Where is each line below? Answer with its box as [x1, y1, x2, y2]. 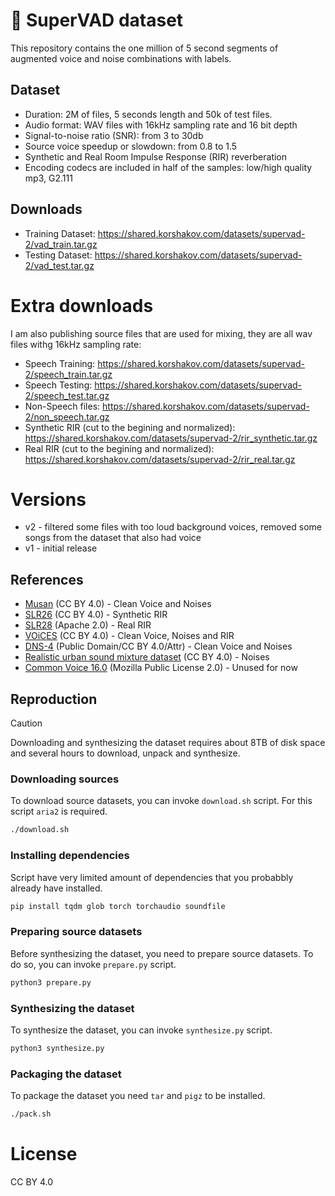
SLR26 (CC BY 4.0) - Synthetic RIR [24, 609, 168, 621]
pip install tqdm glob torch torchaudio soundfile [10, 901, 226, 911]
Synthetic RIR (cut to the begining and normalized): [24, 421, 236, 433]
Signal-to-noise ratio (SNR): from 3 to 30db [24, 129, 204, 141]
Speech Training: [24, 357, 96, 369]
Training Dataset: [24, 227, 96, 239]
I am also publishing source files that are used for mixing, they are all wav [10, 327, 313, 339]
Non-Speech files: [24, 400, 101, 412]
